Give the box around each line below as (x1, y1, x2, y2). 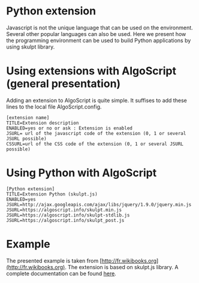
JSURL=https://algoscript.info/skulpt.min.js (6, 207, 122, 213)
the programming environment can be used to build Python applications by (6, 37, 191, 44)
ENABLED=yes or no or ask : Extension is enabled (6, 125, 133, 131)
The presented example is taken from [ (6, 257, 102, 264)
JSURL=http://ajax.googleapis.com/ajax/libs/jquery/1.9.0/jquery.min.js (6, 201, 192, 207)
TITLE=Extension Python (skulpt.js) (6, 191, 98, 197)
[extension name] (6, 115, 50, 121)
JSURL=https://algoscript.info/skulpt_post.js (6, 217, 125, 223)
